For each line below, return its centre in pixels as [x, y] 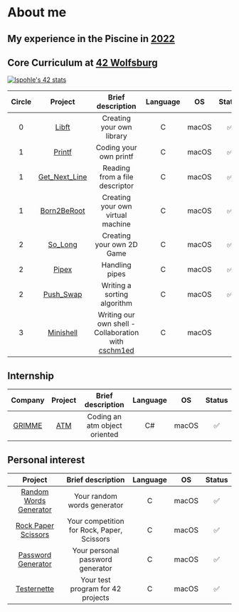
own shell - [116, 324]
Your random [95, 497]
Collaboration [116, 333]
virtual [116, 216]
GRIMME [28, 426]
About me [37, 12]
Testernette [35, 589]
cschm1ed [116, 351]
